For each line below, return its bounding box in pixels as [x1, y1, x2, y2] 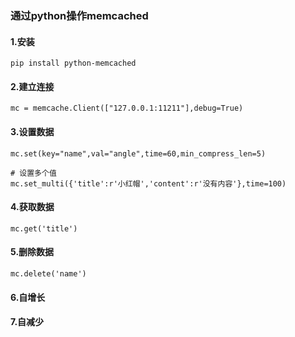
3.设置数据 [10, 125, 55, 137]
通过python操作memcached [10, 8, 149, 22]
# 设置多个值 [10, 168, 57, 178]
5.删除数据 [10, 246, 55, 258]
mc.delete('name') [10, 268, 87, 279]
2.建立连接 [10, 80, 55, 92]
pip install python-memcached [10, 58, 137, 69]
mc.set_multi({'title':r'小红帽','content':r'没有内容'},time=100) [10, 178, 287, 189]
